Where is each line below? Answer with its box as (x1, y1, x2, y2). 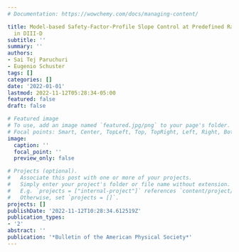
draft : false (7, 102, 46, 110)
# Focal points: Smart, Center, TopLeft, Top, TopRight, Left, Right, (7, 128, 221, 136)
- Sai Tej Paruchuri (7, 56, 69, 64)
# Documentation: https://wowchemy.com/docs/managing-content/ (7, 10, 199, 18)
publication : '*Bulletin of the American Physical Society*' (7, 234, 193, 241)
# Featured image (7, 115, 59, 123)
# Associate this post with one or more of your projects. (7, 175, 193, 182)
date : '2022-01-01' (7, 82, 65, 89)
